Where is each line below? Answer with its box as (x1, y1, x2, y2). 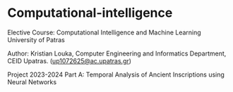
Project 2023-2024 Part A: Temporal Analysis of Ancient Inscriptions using (7, 70, 225, 79)
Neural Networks (7, 77, 57, 86)
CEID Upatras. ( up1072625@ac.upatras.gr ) (7, 56, 132, 65)
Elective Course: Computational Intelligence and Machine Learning (7, 28, 201, 37)
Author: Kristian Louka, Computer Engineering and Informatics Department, (7, 49, 227, 58)
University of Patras (7, 35, 65, 44)
